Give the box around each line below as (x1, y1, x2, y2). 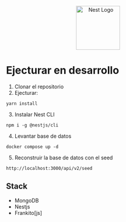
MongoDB (14, 197, 39, 204)
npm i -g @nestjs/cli (6, 122, 59, 128)
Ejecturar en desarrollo (6, 64, 120, 77)
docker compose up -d (6, 144, 59, 149)
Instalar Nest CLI (14, 111, 55, 118)
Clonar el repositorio (14, 83, 64, 90)
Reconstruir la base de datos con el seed (14, 154, 113, 161)
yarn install (6, 100, 38, 107)
